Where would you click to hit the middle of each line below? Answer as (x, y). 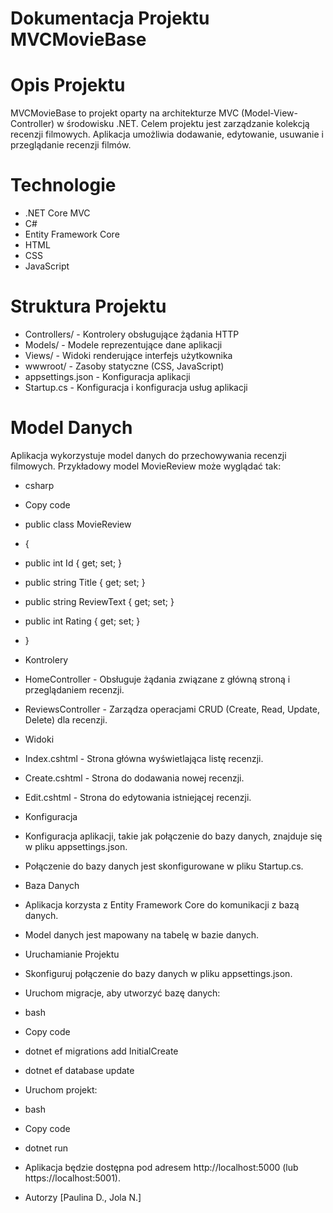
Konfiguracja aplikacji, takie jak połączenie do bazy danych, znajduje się (173, 836)
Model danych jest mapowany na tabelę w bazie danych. (142, 934)
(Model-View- (269, 113)
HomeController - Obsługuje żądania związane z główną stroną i (157, 679)
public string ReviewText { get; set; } (99, 601)
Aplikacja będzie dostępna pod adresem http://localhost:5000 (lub (161, 1167)
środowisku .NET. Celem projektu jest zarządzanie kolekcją (188, 124)
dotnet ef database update (79, 1070)
